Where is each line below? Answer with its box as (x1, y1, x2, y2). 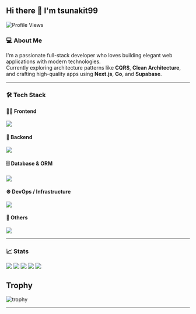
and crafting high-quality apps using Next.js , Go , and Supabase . (6, 71, 162, 78)
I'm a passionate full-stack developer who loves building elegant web (6, 52, 173, 59)
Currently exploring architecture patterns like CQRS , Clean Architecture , (6, 64, 181, 71)
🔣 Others (6, 214, 28, 221)
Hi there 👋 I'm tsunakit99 (6, 6, 98, 16)
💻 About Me (6, 36, 43, 44)
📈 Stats (6, 247, 29, 255)
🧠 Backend (6, 133, 33, 140)
